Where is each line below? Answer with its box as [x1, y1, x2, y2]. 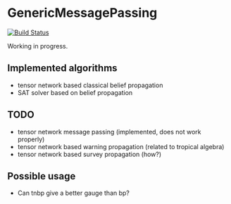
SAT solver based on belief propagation [17, 88, 133, 96]
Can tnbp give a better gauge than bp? [17, 189, 130, 198]
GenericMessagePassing [7, 5, 158, 21]
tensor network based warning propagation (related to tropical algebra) [17, 142, 225, 151]
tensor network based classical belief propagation [17, 81, 163, 89]
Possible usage [7, 170, 76, 182]
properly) [17, 135, 45, 144]
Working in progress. [7, 42, 68, 50]
